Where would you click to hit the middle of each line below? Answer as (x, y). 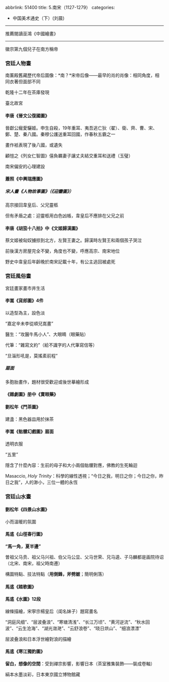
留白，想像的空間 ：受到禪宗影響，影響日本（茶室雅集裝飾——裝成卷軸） (80, 664)
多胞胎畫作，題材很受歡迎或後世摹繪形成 (47, 382)
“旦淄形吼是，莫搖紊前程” (31, 355)
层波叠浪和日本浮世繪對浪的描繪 (38, 639)
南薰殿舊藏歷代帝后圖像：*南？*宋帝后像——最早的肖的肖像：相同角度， (80, 75)
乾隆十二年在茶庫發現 (27, 92)
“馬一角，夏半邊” (23, 546)
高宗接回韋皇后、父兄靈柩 (32, 205)
